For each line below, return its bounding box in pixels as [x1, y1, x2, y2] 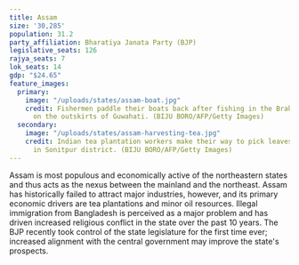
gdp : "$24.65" [9, 71, 62, 80]
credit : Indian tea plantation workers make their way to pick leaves [25, 137, 293, 146]
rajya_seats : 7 [9, 54, 66, 63]
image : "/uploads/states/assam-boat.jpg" [25, 95, 181, 105]
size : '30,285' [9, 21, 66, 30]
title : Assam [9, 12, 58, 22]
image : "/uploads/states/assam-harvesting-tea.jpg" [25, 129, 221, 138]
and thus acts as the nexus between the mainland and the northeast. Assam [9, 179, 287, 189]
